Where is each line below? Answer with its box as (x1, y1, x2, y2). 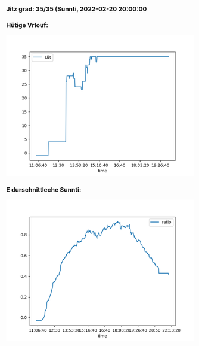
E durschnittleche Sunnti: (6, 186, 82, 194)
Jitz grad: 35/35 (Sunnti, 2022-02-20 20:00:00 (6, 5, 147, 13)
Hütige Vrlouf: (6, 20, 49, 29)
